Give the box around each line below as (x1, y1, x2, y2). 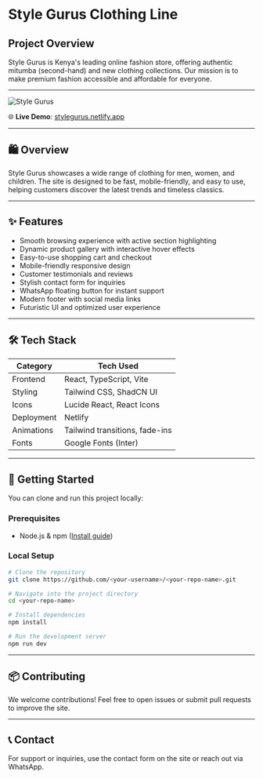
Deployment (12, 412, 57, 423)
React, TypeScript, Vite (63, 374, 149, 385)
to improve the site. (8, 703, 70, 712)
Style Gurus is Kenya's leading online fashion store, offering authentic (8, 57, 233, 67)
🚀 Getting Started (8, 472, 95, 486)
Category (16, 361, 52, 372)
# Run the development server (8, 633, 107, 641)
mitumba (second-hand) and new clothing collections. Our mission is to (8, 66, 239, 75)
